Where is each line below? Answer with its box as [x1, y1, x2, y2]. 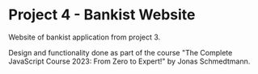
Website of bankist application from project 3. [8, 32, 161, 42]
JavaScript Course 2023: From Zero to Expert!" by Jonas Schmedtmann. [8, 56, 251, 66]
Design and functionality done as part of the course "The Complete [8, 47, 233, 57]
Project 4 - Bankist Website [8, 6, 196, 24]
